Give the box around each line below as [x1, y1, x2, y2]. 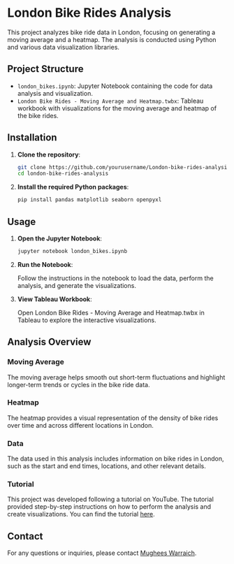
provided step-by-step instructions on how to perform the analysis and [7, 502, 212, 511]
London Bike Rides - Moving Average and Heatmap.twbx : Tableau [17, 96, 204, 105]
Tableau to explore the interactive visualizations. [17, 316, 157, 324]
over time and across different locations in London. [7, 421, 154, 429]
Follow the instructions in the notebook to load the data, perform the [17, 274, 214, 282]
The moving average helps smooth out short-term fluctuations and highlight [7, 373, 226, 382]
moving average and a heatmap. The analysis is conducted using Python [7, 35, 217, 43]
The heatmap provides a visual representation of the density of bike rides [7, 414, 219, 422]
